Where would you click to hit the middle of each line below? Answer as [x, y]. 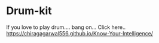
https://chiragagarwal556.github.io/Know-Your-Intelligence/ [80, 33]
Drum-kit [29, 11]
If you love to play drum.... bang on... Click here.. [66, 27]
